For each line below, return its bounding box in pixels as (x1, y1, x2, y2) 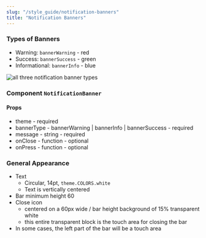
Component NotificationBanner (6, 89, 102, 97)
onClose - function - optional (15, 137, 89, 144)
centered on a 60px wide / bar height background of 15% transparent (24, 206, 200, 213)
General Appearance (6, 158, 69, 167)
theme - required (15, 117, 58, 125)
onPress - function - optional (15, 143, 89, 151)
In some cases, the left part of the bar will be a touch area (15, 225, 161, 232)
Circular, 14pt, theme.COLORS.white (24, 179, 110, 187)
